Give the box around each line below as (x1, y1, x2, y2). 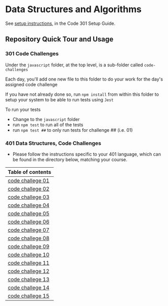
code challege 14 (8, 284, 50, 291)
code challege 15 (8, 292, 50, 299)
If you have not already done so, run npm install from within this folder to (5, 91, 159, 97)
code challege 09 (8, 243, 50, 250)
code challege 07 (8, 226, 50, 234)
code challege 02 (8, 185, 50, 192)
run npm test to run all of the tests (12, 122, 83, 128)
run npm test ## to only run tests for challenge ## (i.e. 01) (12, 127, 133, 133)
